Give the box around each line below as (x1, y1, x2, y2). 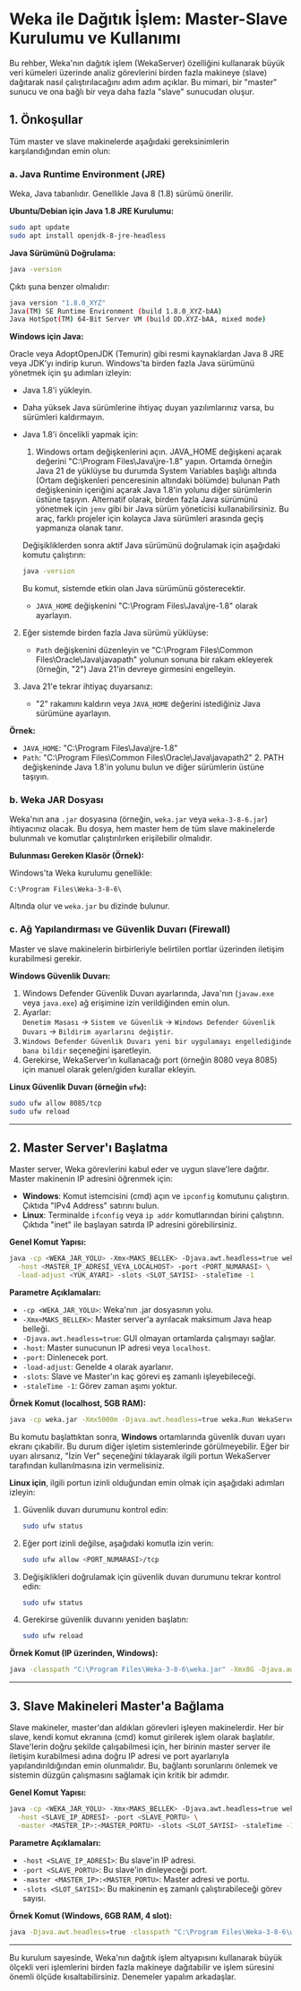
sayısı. (21, 1892, 47, 1903)
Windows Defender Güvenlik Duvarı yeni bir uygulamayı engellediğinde (21, 1037, 292, 1046)
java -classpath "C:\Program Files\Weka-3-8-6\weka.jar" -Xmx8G (9, 1665, 254, 1675)
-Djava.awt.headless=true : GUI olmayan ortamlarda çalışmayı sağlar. (21, 1332, 276, 1343)
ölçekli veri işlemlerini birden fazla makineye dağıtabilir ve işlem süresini (9, 1961, 275, 1972)
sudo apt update (9, 223, 70, 232)
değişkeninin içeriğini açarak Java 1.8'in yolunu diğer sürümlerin (35, 485, 272, 496)
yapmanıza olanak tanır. (35, 522, 124, 533)
